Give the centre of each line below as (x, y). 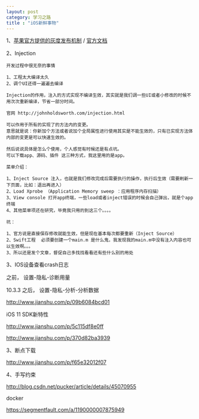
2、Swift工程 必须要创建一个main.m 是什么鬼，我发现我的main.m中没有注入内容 (94, 240)
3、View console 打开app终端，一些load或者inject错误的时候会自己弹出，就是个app (100, 198)
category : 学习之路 (29, 17)
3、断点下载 (21, 350)
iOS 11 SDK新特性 (27, 314)
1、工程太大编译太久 (28, 78)
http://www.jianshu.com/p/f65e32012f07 (56, 362)
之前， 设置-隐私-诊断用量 (38, 277)
